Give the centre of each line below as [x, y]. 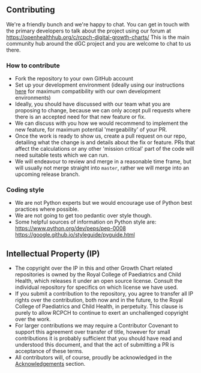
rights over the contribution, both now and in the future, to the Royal [99, 300]
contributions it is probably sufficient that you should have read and [98, 338]
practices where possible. [47, 209]
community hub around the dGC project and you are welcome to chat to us [99, 43]
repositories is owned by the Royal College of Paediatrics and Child [98, 274]
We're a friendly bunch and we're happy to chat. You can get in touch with [98, 24]
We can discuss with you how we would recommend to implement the [101, 123]
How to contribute [33, 65]
